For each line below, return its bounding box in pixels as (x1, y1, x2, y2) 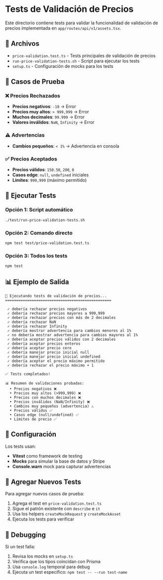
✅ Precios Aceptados (5, 155, 58, 162)
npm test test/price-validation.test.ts (5, 240, 90, 246)
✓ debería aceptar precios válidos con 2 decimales (7, 337, 116, 342)
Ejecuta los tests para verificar (12, 516, 75, 522)
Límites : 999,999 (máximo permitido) (12, 177, 87, 183)
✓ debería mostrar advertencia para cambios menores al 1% (7, 328, 132, 333)
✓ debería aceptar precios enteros (7, 341, 81, 346)
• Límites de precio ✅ (9, 417, 57, 422)
